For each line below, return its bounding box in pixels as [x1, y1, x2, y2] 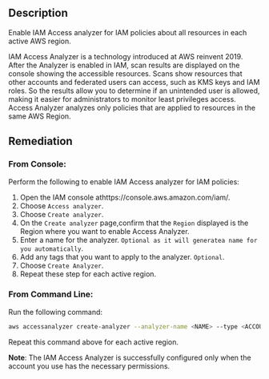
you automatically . [19, 244, 84, 253]
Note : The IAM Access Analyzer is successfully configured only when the [8, 353, 251, 362]
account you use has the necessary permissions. [8, 361, 171, 371]
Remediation [8, 135, 74, 148]
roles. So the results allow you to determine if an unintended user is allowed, [8, 86, 260, 95]
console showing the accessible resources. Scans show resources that [8, 68, 243, 79]
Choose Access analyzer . [19, 200, 104, 211]
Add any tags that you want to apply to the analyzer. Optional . [19, 252, 225, 261]
